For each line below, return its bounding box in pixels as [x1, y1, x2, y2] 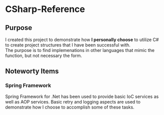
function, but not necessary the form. [5, 52, 82, 58]
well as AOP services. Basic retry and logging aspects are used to [5, 98, 141, 104]
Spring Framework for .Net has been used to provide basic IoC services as [5, 93, 159, 99]
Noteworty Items [5, 67, 59, 75]
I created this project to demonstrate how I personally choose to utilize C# [5, 36, 159, 42]
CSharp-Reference [5, 3, 85, 15]
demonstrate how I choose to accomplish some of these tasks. [5, 104, 134, 110]
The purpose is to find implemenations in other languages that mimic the [5, 47, 155, 53]
